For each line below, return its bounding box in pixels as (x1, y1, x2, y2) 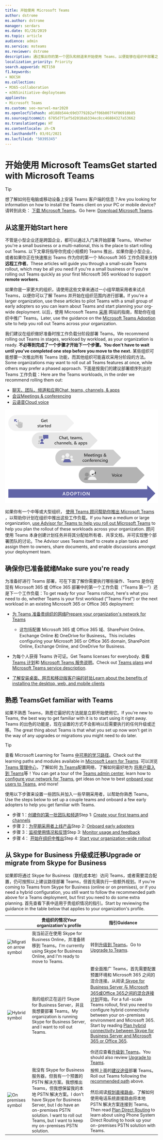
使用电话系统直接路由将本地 (90, 1095, 146, 1101)
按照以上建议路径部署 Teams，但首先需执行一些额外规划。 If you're (21, 878, 155, 884)
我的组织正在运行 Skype (32, 996, 80, 1002)
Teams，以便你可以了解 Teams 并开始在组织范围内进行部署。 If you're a (5, 293, 148, 298)
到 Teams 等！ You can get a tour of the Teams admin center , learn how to (5, 770, 151, 776)
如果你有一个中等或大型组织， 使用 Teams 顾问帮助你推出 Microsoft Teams (5, 509, 154, 514)
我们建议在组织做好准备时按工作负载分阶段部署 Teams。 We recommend (5, 331, 149, 336)
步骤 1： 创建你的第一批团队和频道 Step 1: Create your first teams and (12, 812, 148, 818)
